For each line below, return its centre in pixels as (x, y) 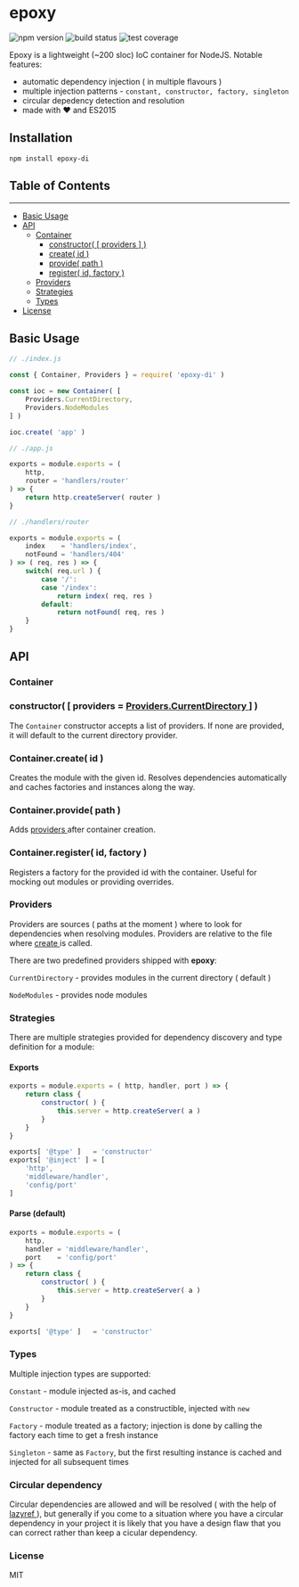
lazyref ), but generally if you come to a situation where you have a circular (146, 1513)
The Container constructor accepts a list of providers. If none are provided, (147, 726)
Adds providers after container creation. (82, 830)
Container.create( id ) (57, 758)
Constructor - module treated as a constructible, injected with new (129, 1408)
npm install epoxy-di (49, 159)
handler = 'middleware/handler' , (87, 1249)
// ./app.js (31, 448)
